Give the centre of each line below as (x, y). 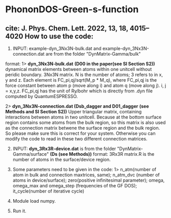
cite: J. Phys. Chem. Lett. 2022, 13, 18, (67, 28)
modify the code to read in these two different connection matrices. (76, 139)
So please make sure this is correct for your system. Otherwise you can (80, 133)
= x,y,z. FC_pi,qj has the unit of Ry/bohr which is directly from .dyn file (79, 91)
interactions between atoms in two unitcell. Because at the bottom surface (83, 117)
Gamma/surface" (31, 154)
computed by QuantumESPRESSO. (42, 96)
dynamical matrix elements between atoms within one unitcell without (79, 69)
